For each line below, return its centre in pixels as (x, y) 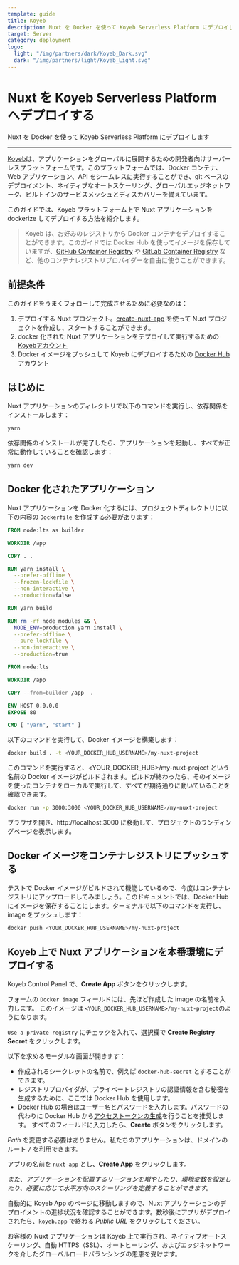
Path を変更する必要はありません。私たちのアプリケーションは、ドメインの (118, 1140)
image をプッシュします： (46, 914)
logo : (15, 47)
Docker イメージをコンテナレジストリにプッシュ (113, 856)
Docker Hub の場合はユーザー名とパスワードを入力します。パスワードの (123, 1107)
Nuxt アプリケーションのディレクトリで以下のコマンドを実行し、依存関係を (118, 406)
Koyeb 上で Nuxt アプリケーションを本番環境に (111, 952)
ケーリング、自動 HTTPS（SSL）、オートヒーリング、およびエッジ (103, 1245)
